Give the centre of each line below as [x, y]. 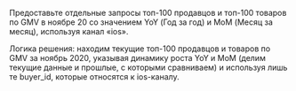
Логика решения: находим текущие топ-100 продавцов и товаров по [140, 49]
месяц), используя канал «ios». [69, 31]
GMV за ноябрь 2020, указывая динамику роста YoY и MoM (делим [138, 58]
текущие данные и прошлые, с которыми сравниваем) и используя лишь [148, 67]
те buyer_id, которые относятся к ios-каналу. [94, 77]
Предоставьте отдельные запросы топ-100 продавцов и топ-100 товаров [148, 13]
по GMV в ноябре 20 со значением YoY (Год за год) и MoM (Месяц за [141, 22]
